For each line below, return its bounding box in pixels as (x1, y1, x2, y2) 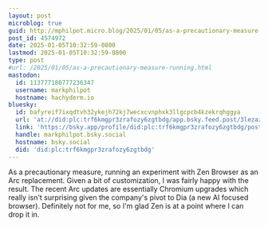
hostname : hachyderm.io (15, 94, 94, 102)
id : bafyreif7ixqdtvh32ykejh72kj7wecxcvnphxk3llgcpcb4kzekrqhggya (15, 109, 241, 117)
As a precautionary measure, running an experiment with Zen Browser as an (8, 167, 259, 177)
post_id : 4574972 (8, 34, 66, 42)
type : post (8, 57, 45, 65)
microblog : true (8, 19, 62, 27)
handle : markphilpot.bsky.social (15, 130, 127, 138)
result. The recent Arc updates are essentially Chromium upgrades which (8, 185, 249, 194)
